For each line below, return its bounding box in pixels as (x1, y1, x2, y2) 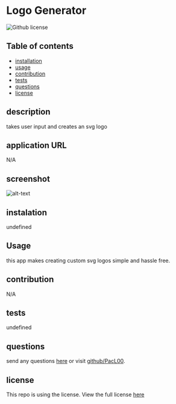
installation (14, 57, 42, 64)
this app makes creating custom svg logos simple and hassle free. (6, 257, 171, 264)
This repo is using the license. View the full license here (6, 391, 145, 399)
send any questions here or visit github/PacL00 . (6, 358, 125, 365)
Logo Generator (6, 4, 87, 18)
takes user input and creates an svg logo (6, 123, 107, 130)
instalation (6, 207, 47, 217)
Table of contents (6, 41, 74, 51)
